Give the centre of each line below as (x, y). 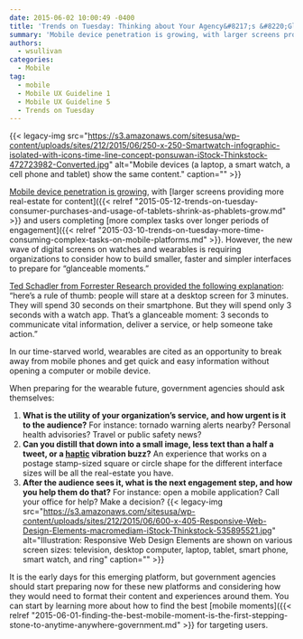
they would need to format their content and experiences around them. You (149, 597)
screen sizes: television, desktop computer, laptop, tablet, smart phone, (155, 550)
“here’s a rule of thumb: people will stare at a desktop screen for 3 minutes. (149, 296)
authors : (26, 43)
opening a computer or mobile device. (80, 371)
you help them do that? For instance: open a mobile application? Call (151, 493)
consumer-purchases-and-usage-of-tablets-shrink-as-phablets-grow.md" (148, 211)
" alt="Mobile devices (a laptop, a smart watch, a (199, 164)
